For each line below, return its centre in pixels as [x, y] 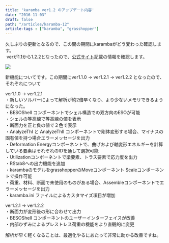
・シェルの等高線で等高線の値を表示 [43, 119]
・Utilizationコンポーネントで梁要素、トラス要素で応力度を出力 [72, 157]
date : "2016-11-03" [26, 15]
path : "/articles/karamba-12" [37, 24]
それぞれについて [23, 84]
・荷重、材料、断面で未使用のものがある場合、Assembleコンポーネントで [82, 183]
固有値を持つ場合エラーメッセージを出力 [48, 138]
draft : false [19, 19]
